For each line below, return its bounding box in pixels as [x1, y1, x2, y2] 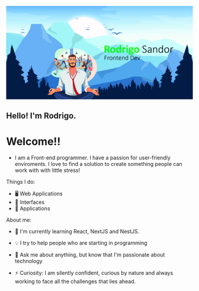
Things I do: [6, 178, 36, 186]
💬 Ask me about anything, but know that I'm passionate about [14, 251, 165, 258]
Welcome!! [6, 135, 61, 148]
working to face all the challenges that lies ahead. [14, 278, 136, 285]
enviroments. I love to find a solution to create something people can [14, 161, 182, 168]
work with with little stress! [14, 167, 81, 174]
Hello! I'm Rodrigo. [6, 111, 76, 121]
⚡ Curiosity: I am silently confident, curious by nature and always [14, 270, 174, 277]
